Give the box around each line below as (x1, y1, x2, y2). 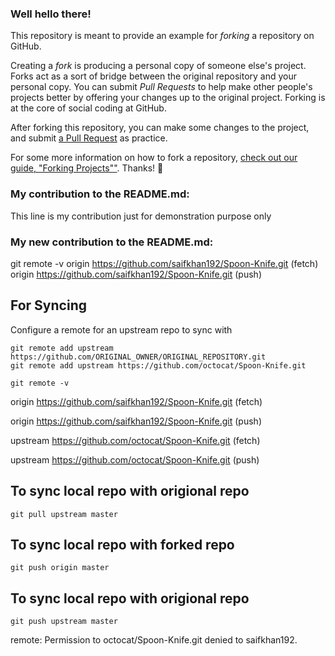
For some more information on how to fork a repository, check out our (10, 152, 298, 164)
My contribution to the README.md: (10, 187, 190, 201)
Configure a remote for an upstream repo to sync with (10, 323, 233, 336)
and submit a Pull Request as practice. (10, 132, 168, 144)
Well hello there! (10, 7, 92, 21)
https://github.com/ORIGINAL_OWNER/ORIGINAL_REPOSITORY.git (10, 352, 267, 362)
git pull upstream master (10, 509, 118, 519)
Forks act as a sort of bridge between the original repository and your (10, 70, 298, 82)
